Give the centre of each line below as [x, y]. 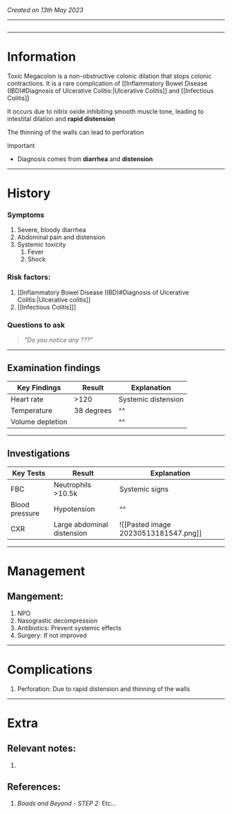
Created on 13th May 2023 [46, 10]
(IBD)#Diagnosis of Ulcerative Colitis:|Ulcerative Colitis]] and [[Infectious [110, 91]
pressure [25, 513]
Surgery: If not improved [52, 635]
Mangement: [36, 597]
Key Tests [29, 473]
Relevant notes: [41, 749]
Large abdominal [81, 524]
